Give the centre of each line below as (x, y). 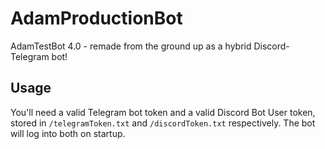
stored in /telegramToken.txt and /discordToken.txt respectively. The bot (163, 123)
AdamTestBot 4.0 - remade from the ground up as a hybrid (131, 46)
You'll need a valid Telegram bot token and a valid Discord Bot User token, (163, 112)
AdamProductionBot (96, 18)
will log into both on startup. (68, 133)
